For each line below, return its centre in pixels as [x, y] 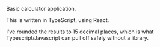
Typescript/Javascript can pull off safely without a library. [78, 38]
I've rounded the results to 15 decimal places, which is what [80, 32]
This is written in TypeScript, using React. [58, 20]
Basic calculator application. [41, 9]
